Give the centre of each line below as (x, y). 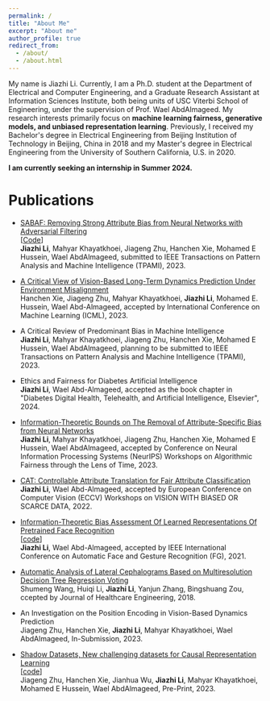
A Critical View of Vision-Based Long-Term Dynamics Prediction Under (138, 281)
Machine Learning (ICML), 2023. (74, 315)
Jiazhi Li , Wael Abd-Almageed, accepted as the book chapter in (126, 389)
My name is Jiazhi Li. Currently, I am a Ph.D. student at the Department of (130, 83)
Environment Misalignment (64, 289)
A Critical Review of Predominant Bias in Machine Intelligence (122, 330)
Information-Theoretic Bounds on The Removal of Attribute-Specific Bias (141, 422)
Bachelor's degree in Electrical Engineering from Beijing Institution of (123, 135)
